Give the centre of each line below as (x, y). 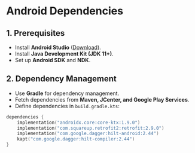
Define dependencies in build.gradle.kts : (67, 106)
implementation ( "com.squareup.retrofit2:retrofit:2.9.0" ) (91, 128)
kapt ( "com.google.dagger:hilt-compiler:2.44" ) (76, 139)
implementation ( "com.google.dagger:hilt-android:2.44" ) (88, 134)
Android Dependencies (65, 11)
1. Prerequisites (36, 33)
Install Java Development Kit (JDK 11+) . (64, 54)
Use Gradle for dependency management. (67, 93)
